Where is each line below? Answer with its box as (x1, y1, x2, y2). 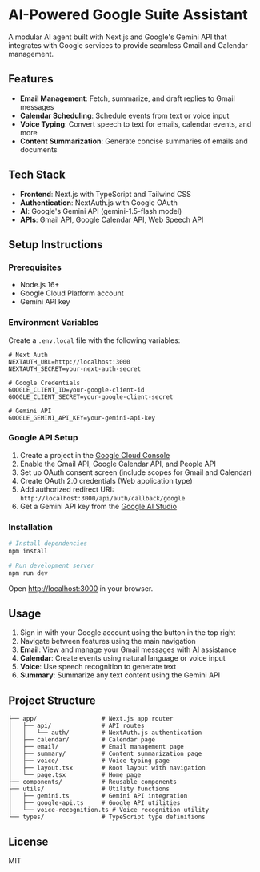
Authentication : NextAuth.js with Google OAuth (19, 198, 178, 207)
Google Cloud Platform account (19, 288, 124, 298)
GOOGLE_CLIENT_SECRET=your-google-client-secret (8, 392, 174, 401)
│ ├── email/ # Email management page (8, 743, 184, 751)
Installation (8, 521, 54, 532)
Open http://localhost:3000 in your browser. (8, 583, 154, 593)
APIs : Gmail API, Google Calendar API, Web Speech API (19, 215, 204, 224)
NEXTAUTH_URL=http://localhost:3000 (8, 358, 130, 366)
